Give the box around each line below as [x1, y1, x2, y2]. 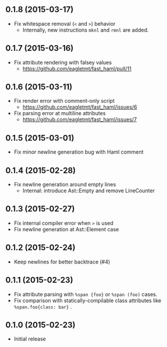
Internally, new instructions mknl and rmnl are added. [22, 26, 149, 33]
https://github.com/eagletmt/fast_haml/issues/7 [22, 116, 137, 123]
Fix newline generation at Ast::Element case [13, 225, 119, 233]
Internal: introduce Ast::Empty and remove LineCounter [22, 187, 155, 195]
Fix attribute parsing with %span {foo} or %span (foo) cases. [13, 290, 158, 297]
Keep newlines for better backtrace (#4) [13, 258, 111, 265]
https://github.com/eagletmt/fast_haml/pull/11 [22, 65, 132, 72]
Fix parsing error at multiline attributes [13, 110, 106, 117]
